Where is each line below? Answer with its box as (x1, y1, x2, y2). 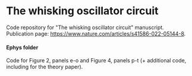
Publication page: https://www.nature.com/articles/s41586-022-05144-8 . (6, 30, 186, 37)
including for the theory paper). (6, 64, 83, 71)
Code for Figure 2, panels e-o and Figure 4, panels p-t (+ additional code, (6, 57, 187, 64)
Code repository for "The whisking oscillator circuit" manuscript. (6, 24, 165, 31)
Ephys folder (6, 43, 39, 51)
